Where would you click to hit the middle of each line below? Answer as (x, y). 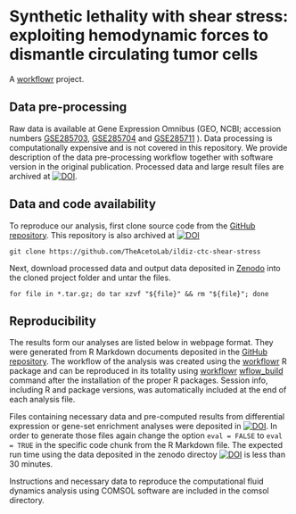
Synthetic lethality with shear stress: (148, 17)
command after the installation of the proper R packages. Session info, (139, 380)
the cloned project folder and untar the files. (90, 278)
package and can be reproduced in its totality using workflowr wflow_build (146, 371)
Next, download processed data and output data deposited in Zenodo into (145, 268)
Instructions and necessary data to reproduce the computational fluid (137, 481)
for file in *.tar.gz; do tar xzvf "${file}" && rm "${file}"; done (139, 294)
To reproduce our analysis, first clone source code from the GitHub (132, 226)
